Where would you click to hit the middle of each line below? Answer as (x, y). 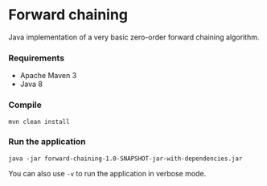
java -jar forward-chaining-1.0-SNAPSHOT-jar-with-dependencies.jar (125, 159)
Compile (25, 105)
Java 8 (31, 84)
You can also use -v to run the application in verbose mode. (107, 173)
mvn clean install (39, 122)
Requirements (37, 58)
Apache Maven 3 (48, 76)
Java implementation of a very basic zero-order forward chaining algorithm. (134, 37)
